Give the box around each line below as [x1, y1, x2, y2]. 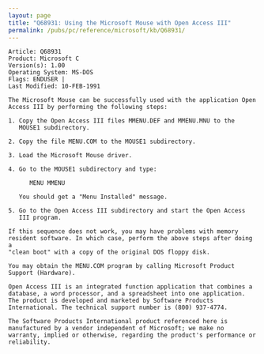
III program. [18, 214, 62, 222]
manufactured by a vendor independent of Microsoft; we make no [8, 325, 224, 333]
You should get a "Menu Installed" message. [18, 193, 168, 201]
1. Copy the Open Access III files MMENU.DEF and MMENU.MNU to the [8, 117, 236, 125]
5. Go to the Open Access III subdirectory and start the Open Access [8, 207, 246, 215]
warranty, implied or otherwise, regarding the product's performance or [8, 331, 257, 340]
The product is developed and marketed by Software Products [8, 297, 214, 305]
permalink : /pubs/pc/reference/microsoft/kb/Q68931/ [8, 26, 186, 34]
